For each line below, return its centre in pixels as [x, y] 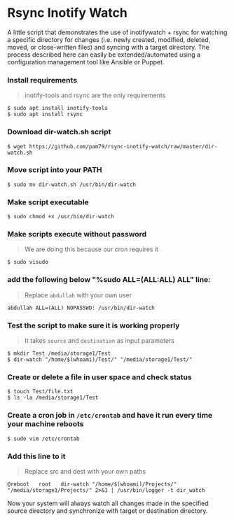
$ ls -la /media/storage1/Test [53, 398]
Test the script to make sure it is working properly [94, 325]
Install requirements [42, 80]
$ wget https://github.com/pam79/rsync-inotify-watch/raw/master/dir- [112, 146]
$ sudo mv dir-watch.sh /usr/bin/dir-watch [72, 184]
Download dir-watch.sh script [59, 132]
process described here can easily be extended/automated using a [104, 55]
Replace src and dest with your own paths [85, 471]
